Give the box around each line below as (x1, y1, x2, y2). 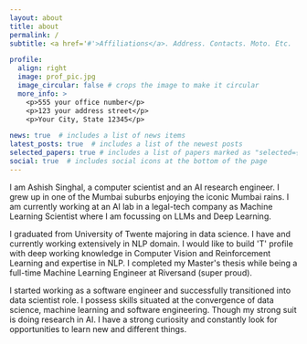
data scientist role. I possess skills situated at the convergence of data (9, 294, 274, 306)
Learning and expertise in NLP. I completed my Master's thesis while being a (9, 257, 298, 268)
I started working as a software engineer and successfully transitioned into (9, 285, 291, 296)
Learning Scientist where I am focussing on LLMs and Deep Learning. (9, 211, 272, 222)
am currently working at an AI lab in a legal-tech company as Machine (9, 201, 273, 212)
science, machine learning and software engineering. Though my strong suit (9, 304, 297, 315)
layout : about (9, 13, 64, 23)
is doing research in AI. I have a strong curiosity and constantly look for (9, 314, 278, 325)
